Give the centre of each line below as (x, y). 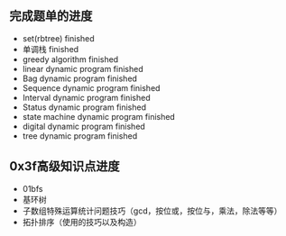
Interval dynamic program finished (86, 97)
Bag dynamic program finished (80, 78)
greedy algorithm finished (70, 59)
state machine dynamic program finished (99, 116)
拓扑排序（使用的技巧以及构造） (82, 222)
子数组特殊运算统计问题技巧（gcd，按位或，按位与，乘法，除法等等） (152, 211)
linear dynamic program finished (83, 68)
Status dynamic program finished (84, 107)
